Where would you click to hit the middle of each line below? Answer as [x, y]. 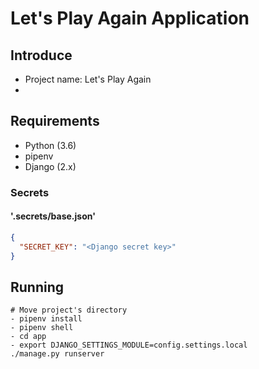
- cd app [28, 337]
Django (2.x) [50, 166]
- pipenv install [46, 319]
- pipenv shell [42, 328]
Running [37, 287]
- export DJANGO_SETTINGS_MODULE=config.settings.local [129, 345]
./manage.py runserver [57, 354]
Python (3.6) [50, 145]
